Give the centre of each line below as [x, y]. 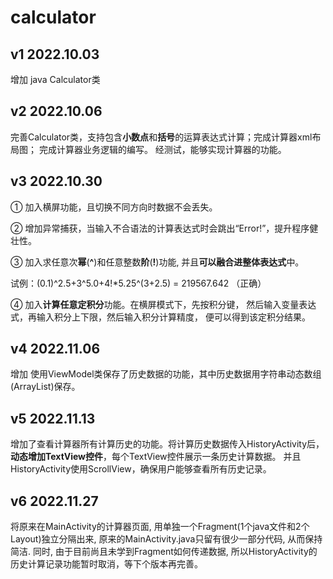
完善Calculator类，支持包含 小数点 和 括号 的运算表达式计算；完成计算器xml [161, 137]
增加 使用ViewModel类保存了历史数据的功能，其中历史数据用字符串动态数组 [166, 374]
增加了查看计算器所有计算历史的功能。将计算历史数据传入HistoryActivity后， [167, 444]
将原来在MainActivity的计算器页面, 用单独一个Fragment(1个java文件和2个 [160, 527]
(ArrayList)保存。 [45, 387]
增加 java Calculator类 [55, 79]
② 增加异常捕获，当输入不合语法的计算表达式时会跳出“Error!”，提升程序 [160, 228]
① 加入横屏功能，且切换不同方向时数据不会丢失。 [114, 207]
